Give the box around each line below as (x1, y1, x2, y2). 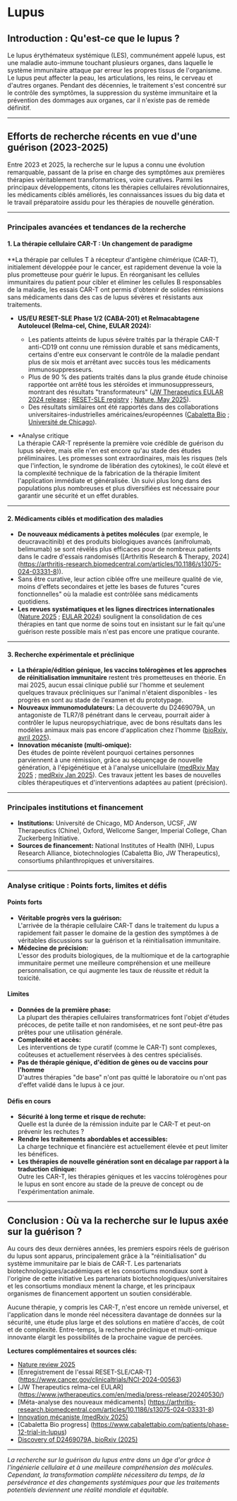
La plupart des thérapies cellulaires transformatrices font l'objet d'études (17, 1012, 230, 1021)
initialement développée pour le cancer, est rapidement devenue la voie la (7, 263, 222, 271)
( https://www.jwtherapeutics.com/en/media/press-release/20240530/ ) (17, 1390, 224, 1399)
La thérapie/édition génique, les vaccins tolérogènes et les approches (17, 666, 227, 674)
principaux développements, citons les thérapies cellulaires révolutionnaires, (7, 183, 230, 191)
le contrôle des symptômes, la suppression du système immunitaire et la (7, 89, 217, 97)
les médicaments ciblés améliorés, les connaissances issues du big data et (7, 190, 225, 198)
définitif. (7, 104, 32, 112)
